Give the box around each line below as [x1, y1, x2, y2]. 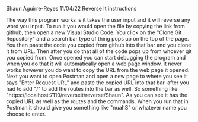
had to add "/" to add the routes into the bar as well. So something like [6, 85, 178, 92]
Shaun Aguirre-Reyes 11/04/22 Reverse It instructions [6, 5, 137, 12]
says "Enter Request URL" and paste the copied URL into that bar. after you [6, 79, 190, 86]
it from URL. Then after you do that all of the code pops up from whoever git [6, 48, 192, 55]
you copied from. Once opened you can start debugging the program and [6, 54, 186, 61]
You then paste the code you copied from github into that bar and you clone [6, 41, 191, 48]
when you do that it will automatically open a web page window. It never [6, 60, 182, 67]
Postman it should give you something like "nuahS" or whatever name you [6, 104, 187, 111]
